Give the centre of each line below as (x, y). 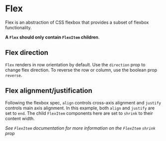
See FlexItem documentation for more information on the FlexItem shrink (80, 128)
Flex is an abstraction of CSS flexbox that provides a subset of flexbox (77, 22)
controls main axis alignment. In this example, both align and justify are (80, 108)
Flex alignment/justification (49, 91)
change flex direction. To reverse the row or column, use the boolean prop (81, 70)
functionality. (19, 27)
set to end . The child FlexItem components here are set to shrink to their (79, 113)
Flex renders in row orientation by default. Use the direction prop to (75, 64)
